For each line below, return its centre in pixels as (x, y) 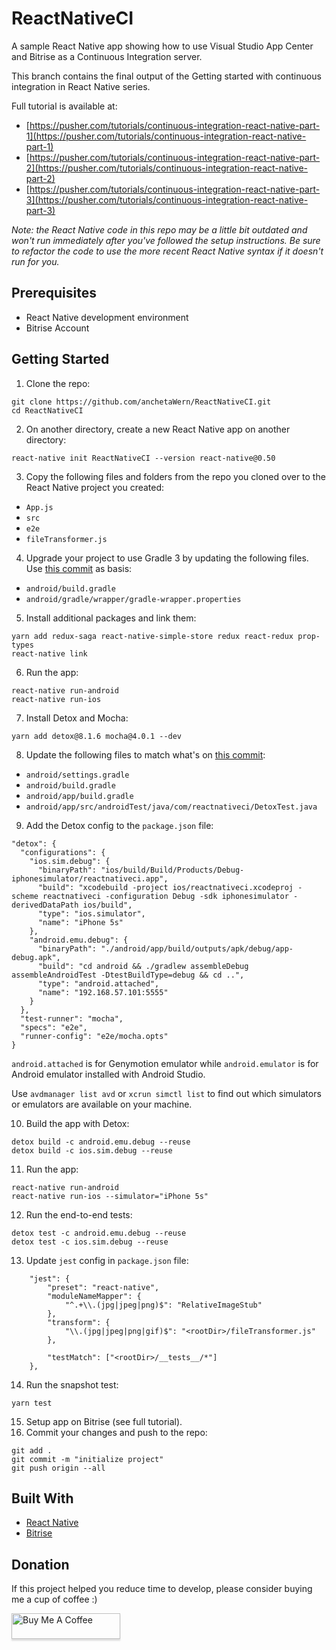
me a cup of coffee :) (54, 1599)
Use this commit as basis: (79, 568)
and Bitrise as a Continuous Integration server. (107, 56)
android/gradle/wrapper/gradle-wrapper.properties (133, 599)
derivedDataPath (45, 905)
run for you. (35, 261)
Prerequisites (54, 293)
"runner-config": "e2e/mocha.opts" (94, 1036)
